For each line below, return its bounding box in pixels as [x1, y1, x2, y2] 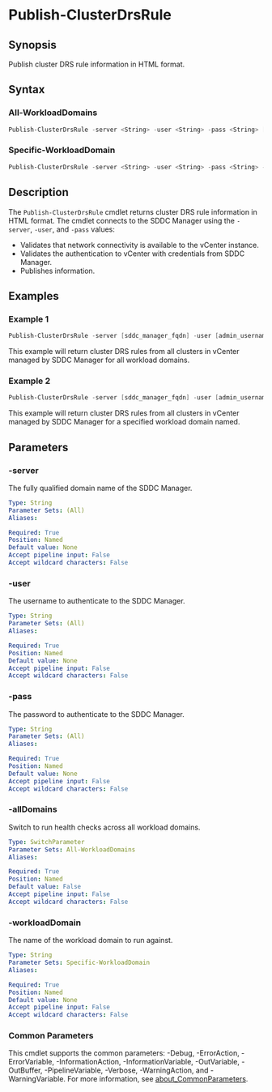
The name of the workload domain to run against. [8, 936, 173, 945]
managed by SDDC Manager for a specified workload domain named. [8, 417, 240, 427]
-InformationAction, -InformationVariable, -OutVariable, [56, 1057, 240, 1067]
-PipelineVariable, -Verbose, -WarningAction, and [44, 1065, 209, 1075]
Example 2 [8, 375, 51, 386]
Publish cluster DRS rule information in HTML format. [8, 59, 185, 69]
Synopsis [8, 38, 57, 52]
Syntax [8, 83, 45, 96]
